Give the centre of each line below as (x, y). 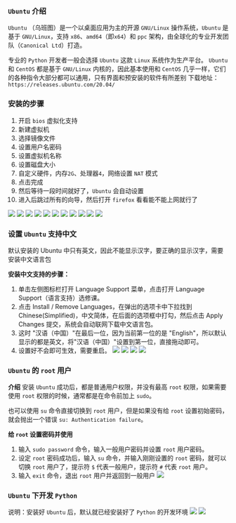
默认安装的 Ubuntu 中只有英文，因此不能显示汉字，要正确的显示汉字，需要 (116, 250)
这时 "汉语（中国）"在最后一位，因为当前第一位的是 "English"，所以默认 (122, 333)
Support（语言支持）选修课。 (61, 298)
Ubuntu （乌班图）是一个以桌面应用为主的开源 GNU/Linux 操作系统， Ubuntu (114, 28)
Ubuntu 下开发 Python (43, 496)
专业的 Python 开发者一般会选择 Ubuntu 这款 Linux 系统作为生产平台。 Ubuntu (118, 60)
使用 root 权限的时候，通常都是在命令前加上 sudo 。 (82, 396)
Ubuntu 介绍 (27, 11)
